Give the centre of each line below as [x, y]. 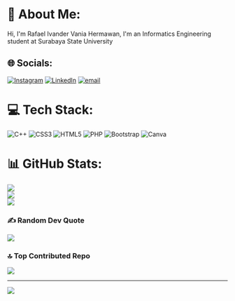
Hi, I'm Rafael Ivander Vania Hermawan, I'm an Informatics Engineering [109, 34]
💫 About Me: [44, 14]
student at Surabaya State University [60, 41]
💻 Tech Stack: [50, 110]
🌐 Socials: [30, 63]
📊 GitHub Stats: [55, 163]
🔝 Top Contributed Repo [49, 255]
